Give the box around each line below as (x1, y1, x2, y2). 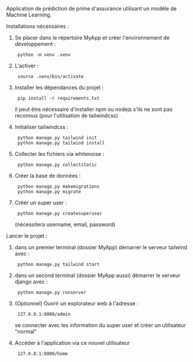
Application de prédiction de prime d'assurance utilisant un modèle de (6, 5, 177, 12)
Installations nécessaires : (6, 23, 69, 30)
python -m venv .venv (17, 52, 71, 58)
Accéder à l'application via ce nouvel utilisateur (14, 340, 130, 346)
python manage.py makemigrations (17, 184, 100, 190)
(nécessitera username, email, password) (14, 221, 116, 228)
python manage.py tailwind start (17, 262, 100, 268)
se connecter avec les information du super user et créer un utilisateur (14, 322, 187, 328)
